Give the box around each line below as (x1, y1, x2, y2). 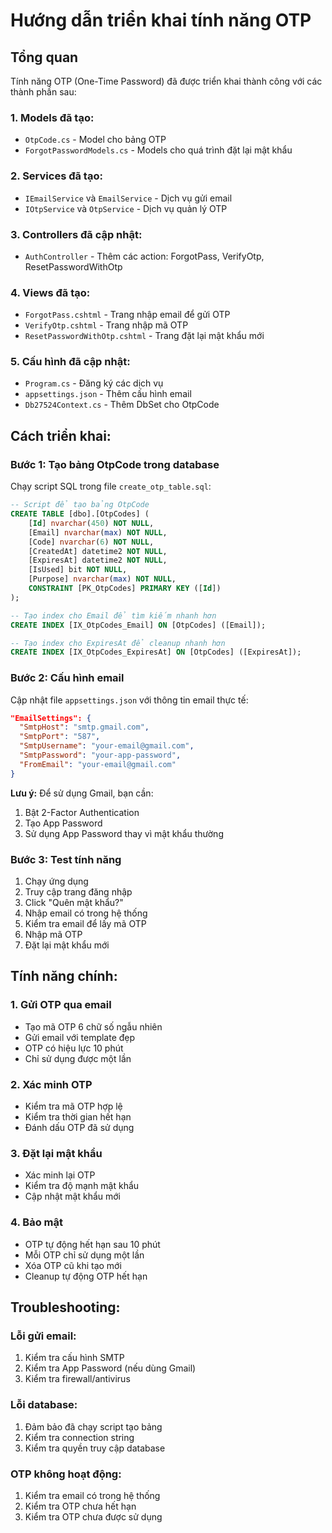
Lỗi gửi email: (10, 1329, 77, 1343)
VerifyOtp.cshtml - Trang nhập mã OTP (24, 319, 189, 331)
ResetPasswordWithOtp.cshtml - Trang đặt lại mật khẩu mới (24, 330, 265, 342)
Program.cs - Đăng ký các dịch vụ (24, 377, 164, 389)
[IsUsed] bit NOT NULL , (28, 565, 128, 575)
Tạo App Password (24, 817, 103, 829)
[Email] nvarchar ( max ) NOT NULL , (28, 527, 168, 538)
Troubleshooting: (10, 1299, 121, 1316)
